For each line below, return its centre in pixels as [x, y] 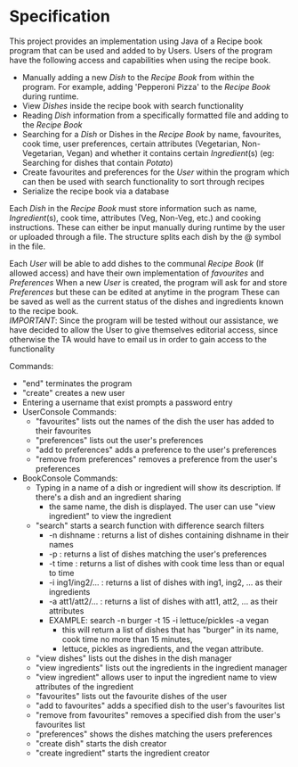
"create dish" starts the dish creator [101, 743]
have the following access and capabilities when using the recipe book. [140, 60]
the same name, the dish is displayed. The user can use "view [162, 507]
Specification [60, 16]
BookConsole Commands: [70, 478]
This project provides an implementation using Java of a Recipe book [136, 41]
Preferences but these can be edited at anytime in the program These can [145, 292]
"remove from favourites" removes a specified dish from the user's [158, 714]
